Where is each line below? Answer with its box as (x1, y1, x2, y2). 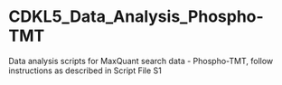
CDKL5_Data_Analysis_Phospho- (8, 6, 264, 27)
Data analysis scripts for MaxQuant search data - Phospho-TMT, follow (8, 55, 274, 66)
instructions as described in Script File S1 (8, 65, 162, 76)
